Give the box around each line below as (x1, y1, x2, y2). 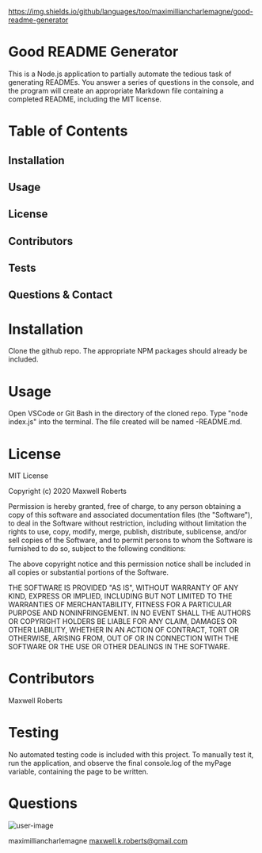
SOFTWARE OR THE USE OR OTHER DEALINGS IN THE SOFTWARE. (8, 642, 230, 652)
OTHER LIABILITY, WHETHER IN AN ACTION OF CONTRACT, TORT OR (8, 625, 239, 635)
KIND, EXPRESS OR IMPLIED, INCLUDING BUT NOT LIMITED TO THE (8, 591, 233, 601)
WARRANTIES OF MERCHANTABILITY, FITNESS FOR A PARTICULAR (8, 600, 232, 610)
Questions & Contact (8, 289, 113, 302)
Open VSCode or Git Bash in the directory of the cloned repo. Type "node (8, 408, 248, 419)
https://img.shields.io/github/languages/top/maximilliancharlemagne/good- (8, 7, 253, 16)
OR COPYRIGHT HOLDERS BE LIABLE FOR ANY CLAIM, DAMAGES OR (8, 617, 237, 626)
